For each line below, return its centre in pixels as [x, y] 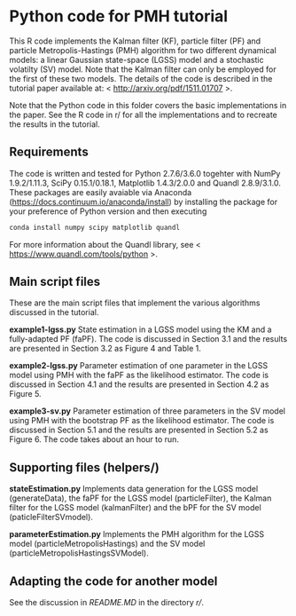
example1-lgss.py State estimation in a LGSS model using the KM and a [140, 329]
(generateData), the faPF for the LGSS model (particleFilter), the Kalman [140, 498]
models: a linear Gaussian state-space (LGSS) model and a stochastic [136, 59]
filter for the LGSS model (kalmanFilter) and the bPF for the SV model [135, 508]
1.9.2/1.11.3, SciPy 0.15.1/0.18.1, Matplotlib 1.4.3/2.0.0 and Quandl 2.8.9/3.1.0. [145, 183]
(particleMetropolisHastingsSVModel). [79, 553]
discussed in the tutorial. [54, 312]
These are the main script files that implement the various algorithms [135, 303]
